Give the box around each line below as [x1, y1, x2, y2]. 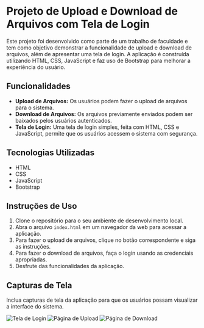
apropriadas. [15, 256, 47, 263]
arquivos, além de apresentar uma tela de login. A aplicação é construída [6, 50, 190, 57]
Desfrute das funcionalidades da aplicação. [15, 263, 125, 270]
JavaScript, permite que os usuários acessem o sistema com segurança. [15, 129, 198, 137]
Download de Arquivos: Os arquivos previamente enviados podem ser [15, 110, 193, 117]
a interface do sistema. [6, 303, 64, 310]
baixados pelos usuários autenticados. [15, 117, 113, 124]
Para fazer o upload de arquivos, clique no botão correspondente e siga [15, 236, 196, 244]
